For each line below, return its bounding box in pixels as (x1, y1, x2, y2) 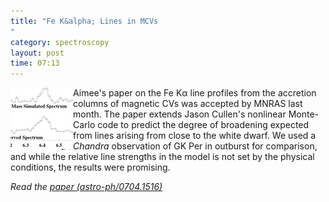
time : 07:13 (10, 58, 60, 69)
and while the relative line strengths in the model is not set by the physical (10, 151, 315, 163)
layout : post (10, 48, 65, 58)
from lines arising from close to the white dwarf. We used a (73, 130, 317, 142)
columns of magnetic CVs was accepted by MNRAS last (73, 98, 303, 110)
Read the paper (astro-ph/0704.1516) (10, 181, 163, 193)
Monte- (288, 108, 320, 120)
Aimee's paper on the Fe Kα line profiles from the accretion (73, 87, 317, 99)
